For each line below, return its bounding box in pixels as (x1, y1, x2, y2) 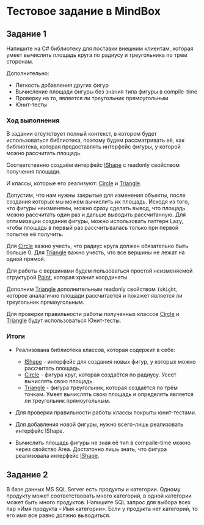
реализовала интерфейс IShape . (15, 452, 100, 459)
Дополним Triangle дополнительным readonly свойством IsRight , (6, 285, 178, 293)
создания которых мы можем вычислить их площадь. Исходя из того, (6, 198, 189, 205)
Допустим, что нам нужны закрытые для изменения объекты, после (6, 191, 186, 199)
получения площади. (6, 168, 61, 175)
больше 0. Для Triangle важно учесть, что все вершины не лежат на (6, 249, 185, 256)
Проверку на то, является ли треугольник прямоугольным (15, 95, 169, 101)
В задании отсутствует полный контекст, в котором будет (6, 130, 157, 138)
